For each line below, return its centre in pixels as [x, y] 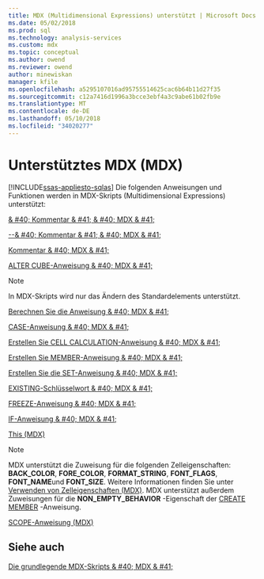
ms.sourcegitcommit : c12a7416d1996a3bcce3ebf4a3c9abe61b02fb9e [115, 97]
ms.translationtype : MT [47, 104]
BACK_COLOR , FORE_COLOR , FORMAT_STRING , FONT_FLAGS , [113, 473]
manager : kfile [33, 82]
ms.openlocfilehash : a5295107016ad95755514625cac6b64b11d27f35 [115, 89]
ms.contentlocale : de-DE [49, 112]
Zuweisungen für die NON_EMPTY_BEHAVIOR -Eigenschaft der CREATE [127, 498]
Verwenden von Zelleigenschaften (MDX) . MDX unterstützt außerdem [121, 490]
